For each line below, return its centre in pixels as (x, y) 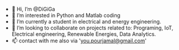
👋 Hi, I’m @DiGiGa (33, 9)
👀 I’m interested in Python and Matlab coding (66, 15)
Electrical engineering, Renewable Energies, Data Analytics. (84, 34)
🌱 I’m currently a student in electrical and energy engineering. (86, 21)
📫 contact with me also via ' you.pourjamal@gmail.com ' (79, 41)
